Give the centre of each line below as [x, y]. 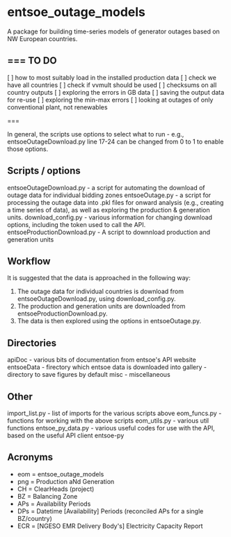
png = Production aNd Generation [66, 481]
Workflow [29, 261]
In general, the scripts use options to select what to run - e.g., [96, 134]
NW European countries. [42, 38]
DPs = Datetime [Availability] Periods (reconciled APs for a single [110, 511]
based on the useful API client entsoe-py [66, 435]
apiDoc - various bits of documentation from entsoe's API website [102, 360]
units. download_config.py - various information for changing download [110, 217]
